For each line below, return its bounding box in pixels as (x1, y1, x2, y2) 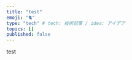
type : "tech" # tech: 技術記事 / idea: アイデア (6, 20, 126, 26)
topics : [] (6, 25, 34, 32)
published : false (6, 32, 51, 38)
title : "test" (6, 8, 43, 15)
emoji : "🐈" (6, 15, 36, 21)
